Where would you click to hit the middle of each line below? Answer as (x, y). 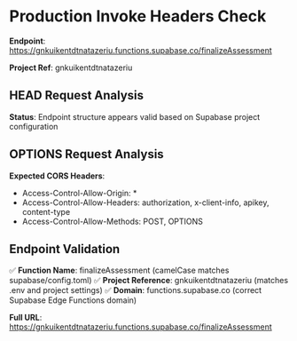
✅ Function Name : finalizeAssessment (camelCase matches (119, 270)
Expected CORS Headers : (57, 176)
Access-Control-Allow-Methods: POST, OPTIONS (113, 221)
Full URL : (26, 318)
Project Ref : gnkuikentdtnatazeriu (71, 67)
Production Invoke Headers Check (138, 16)
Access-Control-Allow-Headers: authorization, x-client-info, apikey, (145, 202)
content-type (46, 211)
